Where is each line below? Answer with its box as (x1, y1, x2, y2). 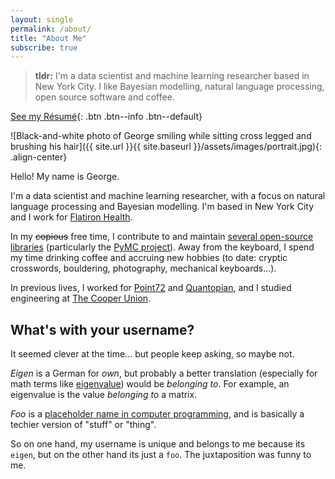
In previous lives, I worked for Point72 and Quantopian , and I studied (10, 282, 292, 294)
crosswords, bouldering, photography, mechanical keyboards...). (10, 262, 277, 275)
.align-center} (10, 151, 68, 163)
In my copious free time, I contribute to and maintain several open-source (10, 231, 314, 243)
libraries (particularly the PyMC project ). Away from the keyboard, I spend (10, 241, 315, 253)
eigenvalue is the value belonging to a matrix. (10, 389, 198, 401)
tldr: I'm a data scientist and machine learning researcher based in (34, 70, 310, 82)
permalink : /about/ (10, 24, 92, 34)
